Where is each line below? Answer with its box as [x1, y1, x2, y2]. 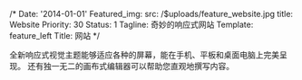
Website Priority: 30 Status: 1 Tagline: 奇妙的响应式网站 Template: [9, 19, 254, 30]
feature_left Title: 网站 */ [9, 31, 101, 40]
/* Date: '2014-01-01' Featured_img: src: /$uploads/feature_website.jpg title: [9, 9, 293, 19]
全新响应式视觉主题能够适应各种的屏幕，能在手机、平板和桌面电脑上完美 [9, 49, 279, 60]
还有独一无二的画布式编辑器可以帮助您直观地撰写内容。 [26, 61, 234, 71]
